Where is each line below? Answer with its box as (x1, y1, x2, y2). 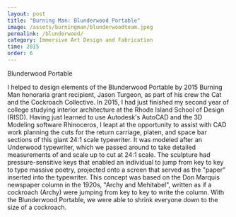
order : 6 (7, 50, 33, 57)
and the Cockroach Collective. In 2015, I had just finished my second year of (7, 98, 230, 106)
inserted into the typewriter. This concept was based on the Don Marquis (7, 172, 220, 181)
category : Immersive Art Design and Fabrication (7, 37, 153, 44)
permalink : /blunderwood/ (7, 30, 83, 37)
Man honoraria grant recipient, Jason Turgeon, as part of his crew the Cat (7, 90, 222, 99)
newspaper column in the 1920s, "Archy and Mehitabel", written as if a (7, 180, 212, 189)
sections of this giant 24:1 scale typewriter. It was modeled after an (7, 135, 203, 143)
